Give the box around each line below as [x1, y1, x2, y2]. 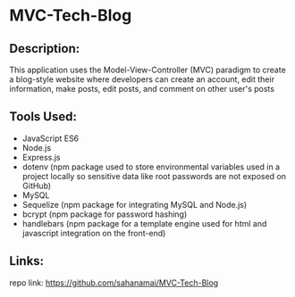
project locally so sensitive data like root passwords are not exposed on [21, 170, 287, 181]
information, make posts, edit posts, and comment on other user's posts [9, 84, 275, 94]
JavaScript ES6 [21, 133, 80, 144]
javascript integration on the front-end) [21, 227, 166, 238]
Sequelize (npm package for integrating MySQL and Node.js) [21, 199, 248, 210]
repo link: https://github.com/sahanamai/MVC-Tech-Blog [9, 277, 219, 288]
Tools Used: [9, 109, 78, 125]
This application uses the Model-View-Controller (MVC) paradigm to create [9, 64, 286, 75]
